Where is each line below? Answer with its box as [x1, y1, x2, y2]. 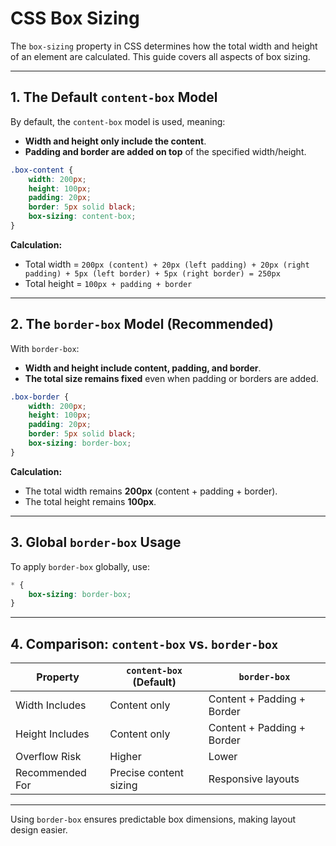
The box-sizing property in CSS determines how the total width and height [10, 40, 318, 52]
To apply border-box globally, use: [10, 560, 150, 572]
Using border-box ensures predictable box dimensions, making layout [10, 813, 297, 826]
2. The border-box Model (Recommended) [10, 316, 274, 333]
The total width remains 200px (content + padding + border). [24, 485, 278, 497]
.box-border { [10, 392, 70, 402]
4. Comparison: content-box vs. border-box [10, 635, 279, 652]
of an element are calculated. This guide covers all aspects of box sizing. [10, 50, 311, 62]
